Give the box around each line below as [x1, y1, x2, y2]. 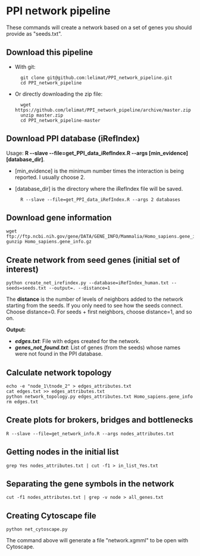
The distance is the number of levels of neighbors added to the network [6, 296, 183, 303]
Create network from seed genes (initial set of [6, 255, 180, 265]
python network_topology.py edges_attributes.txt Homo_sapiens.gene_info [6, 394, 193, 400]
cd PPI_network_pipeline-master [20, 117, 101, 123]
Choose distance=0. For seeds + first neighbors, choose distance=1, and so [6, 308, 192, 316]
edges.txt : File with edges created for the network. [14, 338, 141, 345]
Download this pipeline [6, 48, 93, 58]
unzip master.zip [20, 112, 64, 118]
